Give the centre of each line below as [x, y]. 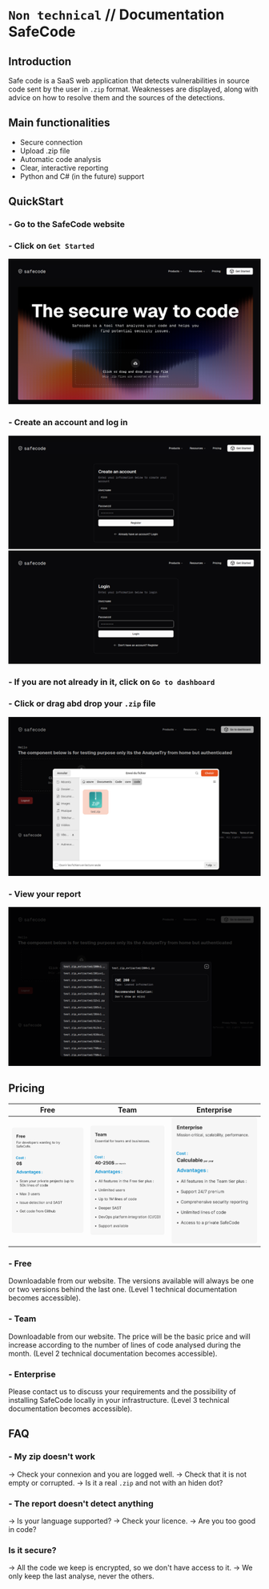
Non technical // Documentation [116, 15]
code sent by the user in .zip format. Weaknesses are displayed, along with [133, 89]
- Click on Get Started [51, 246]
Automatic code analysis [60, 159]
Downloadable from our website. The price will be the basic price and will [129, 1336]
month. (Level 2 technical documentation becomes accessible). [113, 1353]
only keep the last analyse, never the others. [81, 1576]
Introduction [40, 61]
